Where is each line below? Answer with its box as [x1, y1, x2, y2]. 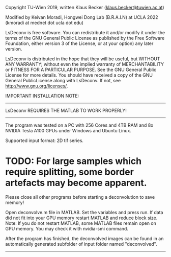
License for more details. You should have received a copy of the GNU [5, 72, 153, 78]
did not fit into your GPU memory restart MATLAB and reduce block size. [5, 215, 158, 221]
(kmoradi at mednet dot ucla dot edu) [5, 20, 84, 26]
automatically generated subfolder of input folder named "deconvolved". [5, 241, 157, 247]
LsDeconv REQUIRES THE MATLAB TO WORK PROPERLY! [5, 107, 127, 113]
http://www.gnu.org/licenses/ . [5, 83, 68, 89]
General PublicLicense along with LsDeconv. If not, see [5, 78, 121, 83]
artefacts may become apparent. [5, 177, 147, 189]
